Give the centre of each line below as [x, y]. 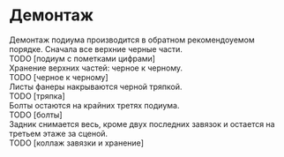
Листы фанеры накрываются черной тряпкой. [96, 86]
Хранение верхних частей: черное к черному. [96, 68]
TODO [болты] [36, 115]
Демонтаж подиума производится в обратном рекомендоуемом [132, 40]
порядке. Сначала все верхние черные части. [96, 49]
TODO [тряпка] [37, 96]
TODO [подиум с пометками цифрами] [82, 58]
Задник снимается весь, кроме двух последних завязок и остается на [142, 123]
